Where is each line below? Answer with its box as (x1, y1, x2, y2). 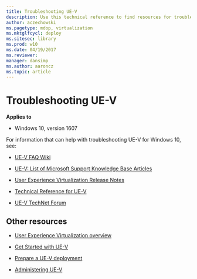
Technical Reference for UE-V (14, 188, 87, 195)
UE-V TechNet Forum (14, 199, 66, 206)
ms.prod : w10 (6, 42, 38, 48)
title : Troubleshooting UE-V (6, 8, 77, 15)
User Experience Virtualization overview (14, 232, 112, 238)
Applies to (6, 113, 32, 120)
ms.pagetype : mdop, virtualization (6, 25, 93, 31)
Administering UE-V (14, 266, 63, 273)
